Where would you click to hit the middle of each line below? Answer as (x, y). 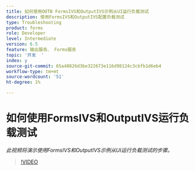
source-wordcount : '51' (35, 77)
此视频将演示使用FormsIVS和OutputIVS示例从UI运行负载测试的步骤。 (90, 150)
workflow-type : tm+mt (33, 71)
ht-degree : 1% (23, 83)
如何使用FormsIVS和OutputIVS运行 (93, 118)
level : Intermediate (31, 39)
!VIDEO (29, 162)
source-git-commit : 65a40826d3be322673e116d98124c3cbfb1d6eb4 (84, 66)
